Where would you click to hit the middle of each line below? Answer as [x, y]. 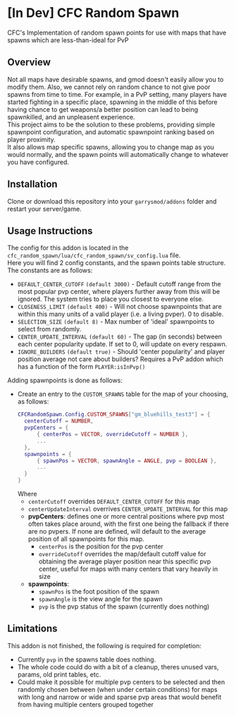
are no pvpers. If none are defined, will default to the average [117, 531]
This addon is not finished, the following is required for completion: [105, 645]
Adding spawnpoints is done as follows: [65, 380]
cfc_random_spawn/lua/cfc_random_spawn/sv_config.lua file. [94, 255]
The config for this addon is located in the [68, 248]
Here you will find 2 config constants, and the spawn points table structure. [117, 263]
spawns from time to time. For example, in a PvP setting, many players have [117, 94]
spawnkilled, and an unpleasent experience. [71, 117]
